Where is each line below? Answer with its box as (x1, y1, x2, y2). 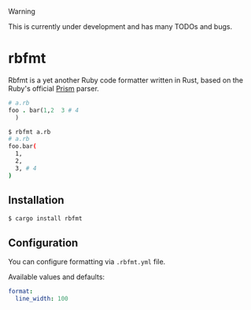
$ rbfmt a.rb (8, 127, 51, 136)
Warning (8, 7, 35, 16)
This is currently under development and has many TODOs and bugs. (8, 22, 233, 31)
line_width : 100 (15, 295, 68, 303)
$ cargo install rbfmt (8, 214, 83, 223)
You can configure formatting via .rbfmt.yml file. (8, 257, 166, 267)
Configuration (8, 236, 79, 249)
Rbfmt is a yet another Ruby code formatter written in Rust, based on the (8, 75, 244, 85)
